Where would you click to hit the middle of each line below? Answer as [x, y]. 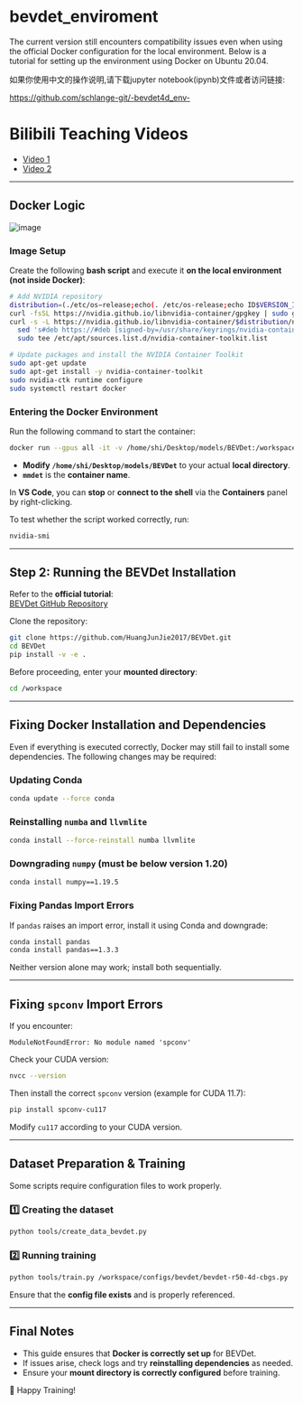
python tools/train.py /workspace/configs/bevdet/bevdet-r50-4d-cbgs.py [149, 1278]
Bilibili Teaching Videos [99, 134]
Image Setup [37, 250]
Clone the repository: [49, 622]
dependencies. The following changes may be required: [113, 756]
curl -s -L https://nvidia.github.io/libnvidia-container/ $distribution [149, 322]
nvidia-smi [30, 536]
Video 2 [37, 168]
